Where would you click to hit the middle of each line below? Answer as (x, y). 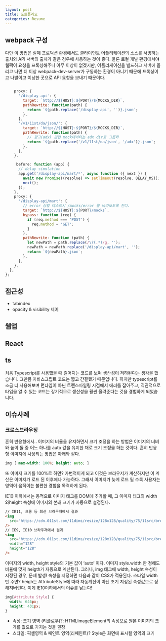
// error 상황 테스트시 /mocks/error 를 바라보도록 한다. (76, 206)
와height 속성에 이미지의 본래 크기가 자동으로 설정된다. (58, 502)
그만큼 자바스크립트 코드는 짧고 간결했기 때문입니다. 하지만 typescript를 (88, 379)
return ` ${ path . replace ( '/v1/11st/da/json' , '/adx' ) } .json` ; (91, 142)
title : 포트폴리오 (21, 14)
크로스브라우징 (21, 430)
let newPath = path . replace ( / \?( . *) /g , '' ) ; (74, 242)
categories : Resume (25, 19)
